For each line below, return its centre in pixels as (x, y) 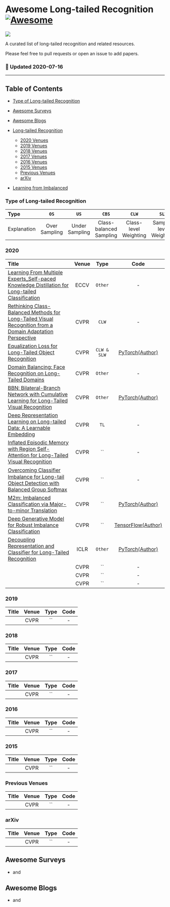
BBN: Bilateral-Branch (34, 388)
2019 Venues (34, 146)
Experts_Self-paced (32, 279)
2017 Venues (33, 156)
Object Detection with (34, 483)
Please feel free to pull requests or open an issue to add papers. (72, 53)
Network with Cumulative (38, 394)
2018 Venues (34, 151)
